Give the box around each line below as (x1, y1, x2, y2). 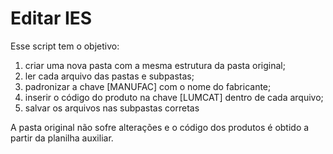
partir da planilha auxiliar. (10, 132, 114, 144)
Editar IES (10, 7, 93, 30)
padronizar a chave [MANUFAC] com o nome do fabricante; (24, 80, 272, 92)
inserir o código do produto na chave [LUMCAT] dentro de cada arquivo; (24, 91, 324, 103)
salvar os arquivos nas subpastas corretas (24, 102, 200, 114)
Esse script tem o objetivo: (10, 40, 120, 52)
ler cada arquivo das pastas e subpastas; (24, 70, 195, 82)
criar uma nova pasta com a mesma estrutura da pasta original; (24, 59, 286, 71)
